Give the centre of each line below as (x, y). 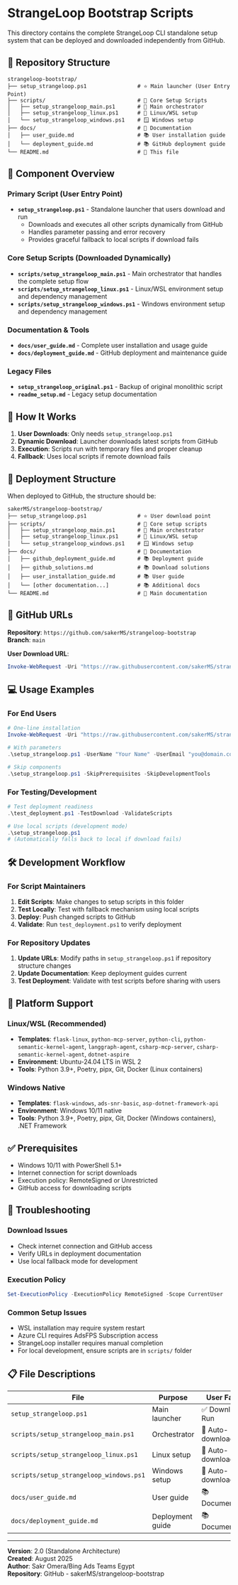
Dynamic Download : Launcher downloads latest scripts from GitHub (118, 442)
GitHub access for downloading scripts (75, 1188)
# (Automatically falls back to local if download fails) (95, 839)
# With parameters (34, 748)
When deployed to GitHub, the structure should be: (82, 496)
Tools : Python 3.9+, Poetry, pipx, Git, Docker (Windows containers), (117, 1119)
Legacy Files (29, 371)
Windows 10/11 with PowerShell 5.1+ (70, 1165)
